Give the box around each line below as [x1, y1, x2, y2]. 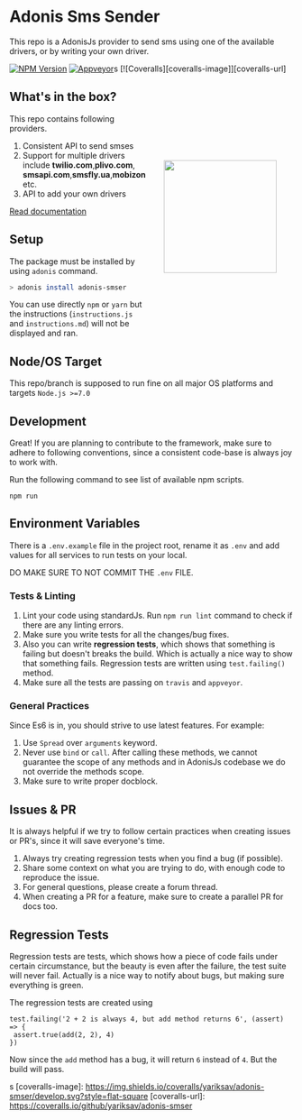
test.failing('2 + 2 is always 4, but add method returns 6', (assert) [9, 1014, 284, 1024]
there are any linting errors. [22, 620, 124, 630]
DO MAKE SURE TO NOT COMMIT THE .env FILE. [9, 566, 194, 578]
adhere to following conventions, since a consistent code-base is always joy [9, 447, 293, 458]
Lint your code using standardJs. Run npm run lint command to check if [22, 610, 293, 621]
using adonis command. [9, 265, 98, 276]
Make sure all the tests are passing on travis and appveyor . [22, 677, 243, 688]
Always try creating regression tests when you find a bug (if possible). [22, 853, 284, 864]
